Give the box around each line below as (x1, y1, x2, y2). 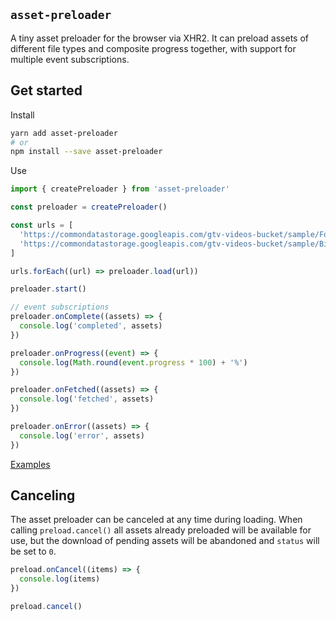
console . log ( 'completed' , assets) (19, 321, 163, 331)
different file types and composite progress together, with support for (10, 42, 297, 54)
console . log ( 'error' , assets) (19, 430, 145, 441)
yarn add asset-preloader (10, 128, 118, 138)
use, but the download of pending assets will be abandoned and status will (10, 535, 320, 547)
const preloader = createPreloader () (10, 202, 168, 213)
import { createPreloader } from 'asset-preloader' (10, 184, 230, 194)
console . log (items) (19, 574, 101, 584)
